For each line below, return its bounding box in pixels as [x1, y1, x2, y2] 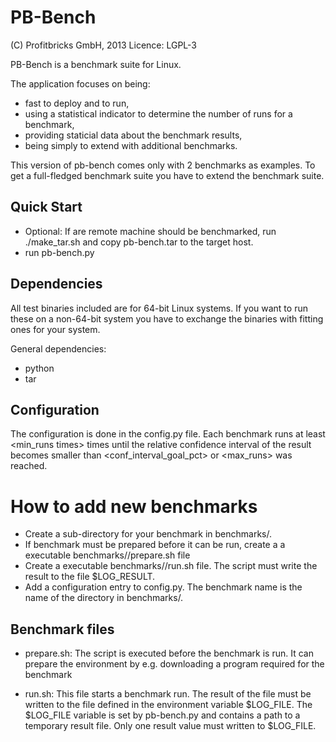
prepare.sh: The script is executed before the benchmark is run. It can [24, 647, 314, 660]
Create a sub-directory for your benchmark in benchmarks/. [24, 528, 272, 540]
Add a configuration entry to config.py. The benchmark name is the [24, 581, 303, 593]
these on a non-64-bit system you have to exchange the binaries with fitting [10, 312, 324, 325]
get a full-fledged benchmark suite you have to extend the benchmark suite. [10, 169, 325, 181]
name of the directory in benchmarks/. [24, 592, 184, 604]
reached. [10, 460, 48, 472]
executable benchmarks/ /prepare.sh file [24, 549, 191, 561]
